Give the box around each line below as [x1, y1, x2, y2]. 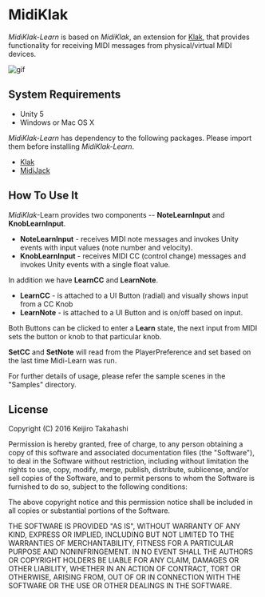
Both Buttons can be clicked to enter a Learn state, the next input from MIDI [8, 323, 258, 333]
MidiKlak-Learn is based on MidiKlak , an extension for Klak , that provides [8, 32, 250, 42]
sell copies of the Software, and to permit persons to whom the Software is [8, 474, 255, 483]
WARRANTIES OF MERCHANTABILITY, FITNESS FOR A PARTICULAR [8, 539, 234, 548]
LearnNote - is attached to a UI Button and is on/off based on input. [19, 307, 243, 317]
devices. [8, 49, 37, 58]
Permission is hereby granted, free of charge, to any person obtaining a [8, 439, 243, 449]
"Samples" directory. [8, 379, 77, 389]
